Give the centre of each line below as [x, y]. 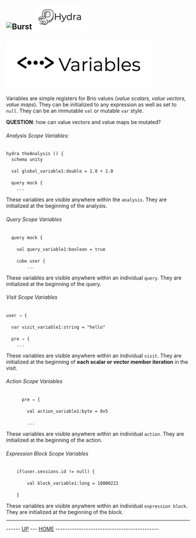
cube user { [31, 261]
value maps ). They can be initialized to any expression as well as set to [91, 105]
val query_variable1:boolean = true [61, 249]
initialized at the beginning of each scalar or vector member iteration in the [97, 361]
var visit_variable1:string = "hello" [59, 327]
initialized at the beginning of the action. [54, 440]
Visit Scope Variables [32, 297]
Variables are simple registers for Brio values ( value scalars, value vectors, [96, 98]
